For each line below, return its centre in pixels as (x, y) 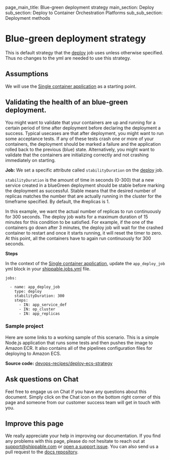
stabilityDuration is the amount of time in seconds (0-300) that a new (80, 180)
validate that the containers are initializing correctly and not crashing (77, 155)
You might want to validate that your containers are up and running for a (80, 122)
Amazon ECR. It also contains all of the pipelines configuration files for (79, 348)
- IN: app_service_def (43, 305)
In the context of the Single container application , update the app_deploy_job (85, 263)
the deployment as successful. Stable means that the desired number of (81, 190)
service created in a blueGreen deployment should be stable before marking (85, 185)
